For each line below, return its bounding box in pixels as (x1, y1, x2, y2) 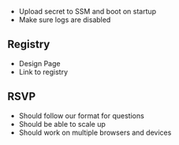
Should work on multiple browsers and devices (18, 128, 172, 137)
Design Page (18, 58, 61, 68)
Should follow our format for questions (18, 110, 145, 121)
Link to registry (18, 67, 69, 76)
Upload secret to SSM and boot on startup (18, 7, 157, 16)
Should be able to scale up (18, 119, 106, 128)
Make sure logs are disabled (18, 15, 111, 24)
